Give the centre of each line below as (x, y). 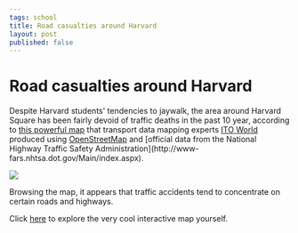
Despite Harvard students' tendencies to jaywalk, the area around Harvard (145, 111)
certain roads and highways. (61, 202)
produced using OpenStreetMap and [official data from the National (133, 140)
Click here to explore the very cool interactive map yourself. (119, 219)
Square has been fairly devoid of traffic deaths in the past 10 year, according (149, 120)
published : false (41, 42)
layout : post (33, 34)
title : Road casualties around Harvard (83, 26)
